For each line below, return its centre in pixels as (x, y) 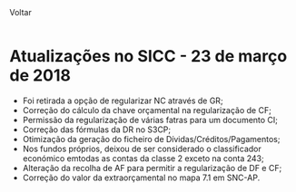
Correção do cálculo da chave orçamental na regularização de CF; (147, 110)
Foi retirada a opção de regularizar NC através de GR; (123, 101)
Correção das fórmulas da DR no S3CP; (97, 130)
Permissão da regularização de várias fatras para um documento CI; (150, 120)
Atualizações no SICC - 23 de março (148, 57)
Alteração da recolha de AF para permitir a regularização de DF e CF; (152, 168)
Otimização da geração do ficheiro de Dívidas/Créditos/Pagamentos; (151, 139)
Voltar (20, 12)
